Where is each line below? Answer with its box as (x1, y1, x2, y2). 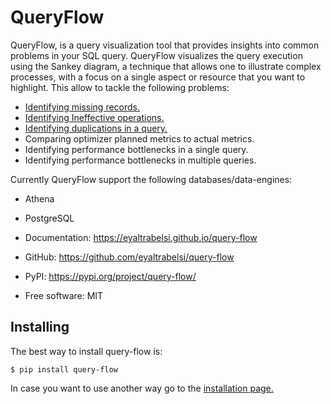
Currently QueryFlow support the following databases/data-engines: (10, 173, 293, 185)
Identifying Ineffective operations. (24, 111, 165, 123)
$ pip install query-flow (10, 364, 118, 375)
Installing (10, 319, 70, 336)
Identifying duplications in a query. (24, 122, 168, 134)
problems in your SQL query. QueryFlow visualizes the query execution (10, 49, 303, 61)
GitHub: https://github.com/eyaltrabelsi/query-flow (24, 251, 235, 263)
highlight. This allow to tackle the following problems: (10, 81, 230, 93)
